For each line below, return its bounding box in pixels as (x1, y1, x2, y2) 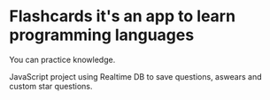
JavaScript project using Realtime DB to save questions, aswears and (9, 71, 263, 81)
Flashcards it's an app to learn (9, 6, 236, 27)
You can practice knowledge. (9, 54, 116, 65)
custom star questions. (9, 81, 93, 91)
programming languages (9, 25, 195, 45)
